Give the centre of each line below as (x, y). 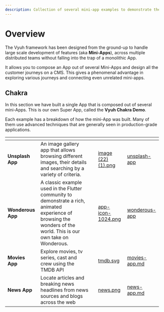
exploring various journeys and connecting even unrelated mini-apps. (75, 78)
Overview (25, 33)
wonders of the (58, 225)
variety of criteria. (61, 175)
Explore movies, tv (61, 251)
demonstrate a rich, (63, 201)
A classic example (61, 182)
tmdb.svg (109, 261)
